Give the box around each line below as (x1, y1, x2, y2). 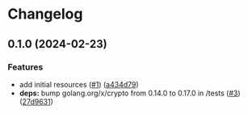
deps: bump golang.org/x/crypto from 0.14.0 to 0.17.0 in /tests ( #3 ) (19, 88, 241, 98)
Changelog (7, 5, 83, 23)
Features (7, 61, 44, 73)
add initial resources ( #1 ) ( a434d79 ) (19, 79, 139, 89)
